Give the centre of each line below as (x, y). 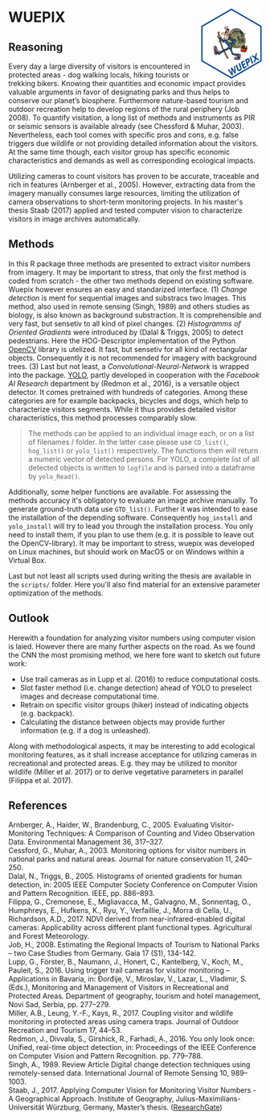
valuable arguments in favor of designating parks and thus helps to (119, 92)
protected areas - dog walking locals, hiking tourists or (99, 75)
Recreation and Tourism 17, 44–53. (65, 1031)
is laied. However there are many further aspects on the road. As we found (132, 646)
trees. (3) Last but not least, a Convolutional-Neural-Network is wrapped (129, 366)
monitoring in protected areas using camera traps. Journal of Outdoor (124, 1022)
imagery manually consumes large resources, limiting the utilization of (124, 193)
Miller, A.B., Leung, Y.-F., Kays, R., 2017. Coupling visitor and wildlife (121, 1013)
